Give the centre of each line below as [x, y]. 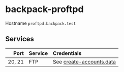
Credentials [67, 53]
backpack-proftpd [44, 9]
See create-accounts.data [84, 61]
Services [20, 39]
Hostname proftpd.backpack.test [41, 23]
